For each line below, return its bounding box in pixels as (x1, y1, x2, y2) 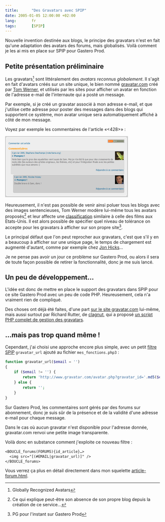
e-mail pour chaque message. (5, 415, 66, 420)
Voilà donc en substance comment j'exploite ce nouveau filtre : (5, 439, 133, 445)
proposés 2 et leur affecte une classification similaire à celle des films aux (5, 212, 153, 219)
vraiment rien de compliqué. (5, 297, 62, 303)
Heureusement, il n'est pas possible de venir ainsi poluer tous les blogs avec (5, 202, 160, 208)
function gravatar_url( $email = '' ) (5, 359, 80, 364)
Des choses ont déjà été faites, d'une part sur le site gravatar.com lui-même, (5, 306, 160, 312)
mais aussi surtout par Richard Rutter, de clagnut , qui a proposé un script (5, 312, 153, 317)
